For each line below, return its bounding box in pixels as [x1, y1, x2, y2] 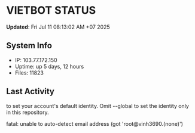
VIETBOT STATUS [6, 4, 96, 17]
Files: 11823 [14, 69, 44, 76]
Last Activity [6, 86, 55, 97]
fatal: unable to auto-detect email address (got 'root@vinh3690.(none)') [6, 120, 184, 127]
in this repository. [6, 109, 49, 116]
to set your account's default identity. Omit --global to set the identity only [6, 102, 190, 109]
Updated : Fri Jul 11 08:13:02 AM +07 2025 [6, 23, 111, 30]
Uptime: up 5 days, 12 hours [14, 63, 84, 70]
